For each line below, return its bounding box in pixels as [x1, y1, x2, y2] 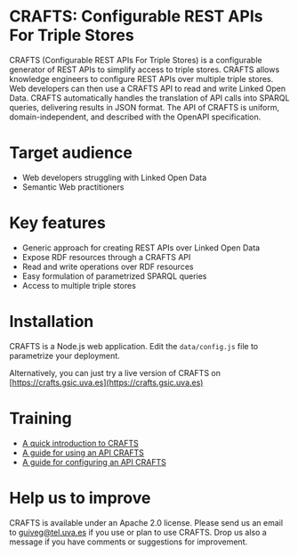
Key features [9, 213, 107, 233]
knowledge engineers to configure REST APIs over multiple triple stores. [9, 73, 274, 84]
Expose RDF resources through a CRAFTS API [21, 251, 191, 262]
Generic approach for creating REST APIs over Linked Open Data [21, 242, 261, 253]
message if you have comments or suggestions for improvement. [9, 536, 248, 547]
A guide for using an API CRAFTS [21, 447, 145, 458]
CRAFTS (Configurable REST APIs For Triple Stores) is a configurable [9, 54, 262, 65]
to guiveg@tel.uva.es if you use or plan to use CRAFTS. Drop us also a [9, 527, 267, 537]
